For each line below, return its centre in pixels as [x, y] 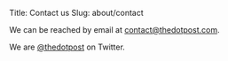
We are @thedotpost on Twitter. [67, 47]
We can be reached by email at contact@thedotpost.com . [114, 30]
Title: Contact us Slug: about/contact [76, 13]
